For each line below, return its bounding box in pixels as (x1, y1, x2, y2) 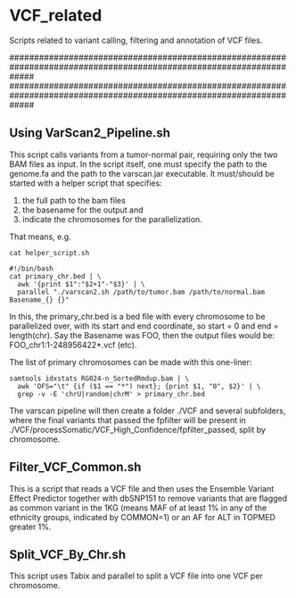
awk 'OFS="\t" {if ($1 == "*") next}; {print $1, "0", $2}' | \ (17, 381, 261, 391)
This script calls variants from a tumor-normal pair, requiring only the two (9, 149, 278, 160)
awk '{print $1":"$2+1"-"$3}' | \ (17, 279, 145, 288)
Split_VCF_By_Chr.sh (9, 546, 127, 562)
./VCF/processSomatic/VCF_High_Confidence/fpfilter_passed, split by (9, 424, 266, 435)
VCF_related (9, 5, 103, 26)
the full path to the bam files (21, 195, 127, 205)
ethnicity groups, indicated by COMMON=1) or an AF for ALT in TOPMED (9, 511, 276, 522)
